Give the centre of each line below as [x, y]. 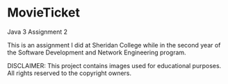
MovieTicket [43, 13]
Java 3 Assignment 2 [38, 32]
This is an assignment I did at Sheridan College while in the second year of [114, 45]
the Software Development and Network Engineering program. [97, 52]
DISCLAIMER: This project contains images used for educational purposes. [114, 65]
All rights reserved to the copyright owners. [70, 73]
